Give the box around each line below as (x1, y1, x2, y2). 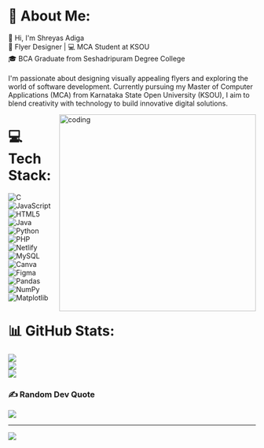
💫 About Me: (8, 7, 91, 25)
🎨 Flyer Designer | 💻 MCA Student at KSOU (8, 42, 150, 51)
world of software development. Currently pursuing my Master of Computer (8, 82, 254, 91)
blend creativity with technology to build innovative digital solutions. (8, 98, 228, 108)
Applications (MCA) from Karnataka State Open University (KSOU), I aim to (8, 90, 250, 99)
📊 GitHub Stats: (8, 322, 115, 340)
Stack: (8, 167, 52, 184)
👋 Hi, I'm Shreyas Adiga (8, 33, 85, 43)
